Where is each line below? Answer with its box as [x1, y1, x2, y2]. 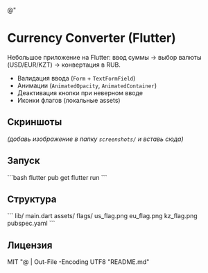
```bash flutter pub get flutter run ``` [7, 173, 107, 181]
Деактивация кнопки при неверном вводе [17, 88, 144, 97]
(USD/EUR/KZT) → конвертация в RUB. [7, 60, 121, 69]
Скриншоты [7, 116, 62, 128]
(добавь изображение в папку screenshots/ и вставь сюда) [7, 135, 184, 143]
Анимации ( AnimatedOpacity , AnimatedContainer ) [17, 81, 157, 90]
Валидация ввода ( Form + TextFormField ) [17, 74, 136, 82]
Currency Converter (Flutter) [7, 31, 177, 46]
